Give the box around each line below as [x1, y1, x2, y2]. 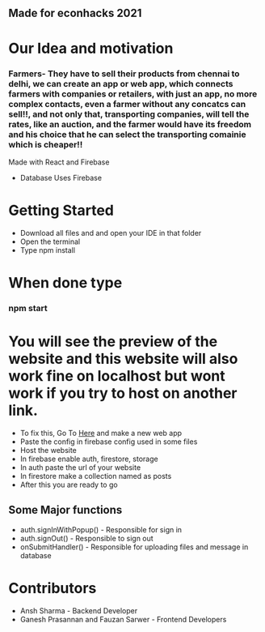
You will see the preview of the [8, 332, 218, 351]
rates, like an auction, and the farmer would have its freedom [8, 118, 252, 130]
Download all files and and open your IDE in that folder [19, 228, 202, 237]
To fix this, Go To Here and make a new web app [19, 428, 183, 438]
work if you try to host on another [8, 384, 238, 403]
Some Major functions [8, 503, 123, 517]
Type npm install [19, 245, 75, 254]
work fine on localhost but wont [8, 367, 226, 386]
